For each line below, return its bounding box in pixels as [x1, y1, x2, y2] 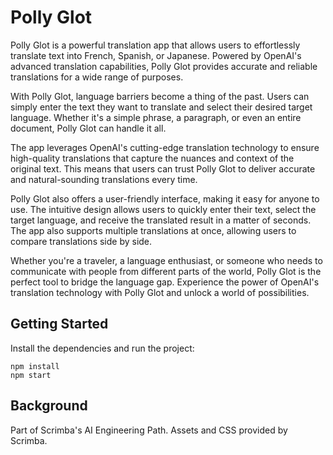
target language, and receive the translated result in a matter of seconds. [10, 214, 312, 226]
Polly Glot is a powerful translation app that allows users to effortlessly [10, 39, 301, 51]
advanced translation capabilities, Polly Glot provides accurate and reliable [10, 60, 318, 72]
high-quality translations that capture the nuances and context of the [10, 152, 295, 164]
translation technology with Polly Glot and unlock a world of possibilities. [10, 286, 310, 298]
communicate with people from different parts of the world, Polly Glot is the [10, 265, 322, 277]
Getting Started [10, 316, 109, 333]
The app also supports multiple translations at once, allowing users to [10, 224, 297, 236]
